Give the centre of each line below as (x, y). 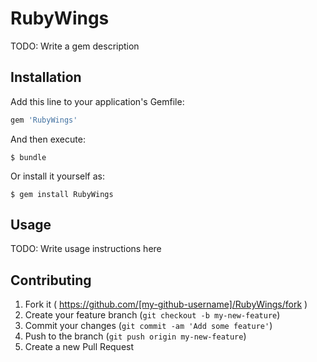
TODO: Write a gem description (75, 46)
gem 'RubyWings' (44, 120)
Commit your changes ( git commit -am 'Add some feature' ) (148, 326)
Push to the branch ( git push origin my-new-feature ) (135, 336)
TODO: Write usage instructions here (86, 249)
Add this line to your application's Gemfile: (97, 101)
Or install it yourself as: (57, 176)
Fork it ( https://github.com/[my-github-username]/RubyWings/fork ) (166, 304)
